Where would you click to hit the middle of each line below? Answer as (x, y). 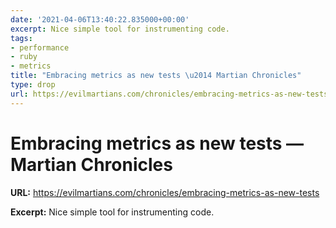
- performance (40, 47)
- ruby (24, 57)
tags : (21, 38)
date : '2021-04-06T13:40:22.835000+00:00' (100, 19)
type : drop (33, 85)
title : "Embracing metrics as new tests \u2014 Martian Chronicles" (156, 76)
